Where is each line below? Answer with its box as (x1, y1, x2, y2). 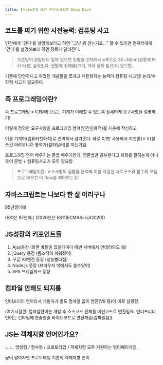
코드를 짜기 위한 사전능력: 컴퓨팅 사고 (5, 26, 109, 35)
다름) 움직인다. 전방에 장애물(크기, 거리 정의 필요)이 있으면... (22, 63, 136, 69)
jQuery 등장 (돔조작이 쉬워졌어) (12, 250, 72, 256)
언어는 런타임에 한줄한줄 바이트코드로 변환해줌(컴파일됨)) (5, 314, 113, 320)
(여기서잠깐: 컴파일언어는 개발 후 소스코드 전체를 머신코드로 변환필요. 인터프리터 (5, 308, 156, 314)
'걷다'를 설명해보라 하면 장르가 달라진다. (5, 46, 81, 52)
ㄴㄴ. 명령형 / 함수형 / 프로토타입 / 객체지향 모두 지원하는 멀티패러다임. (5, 344, 138, 350)
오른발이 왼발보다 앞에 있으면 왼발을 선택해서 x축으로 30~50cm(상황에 (17, 57, 151, 62)
